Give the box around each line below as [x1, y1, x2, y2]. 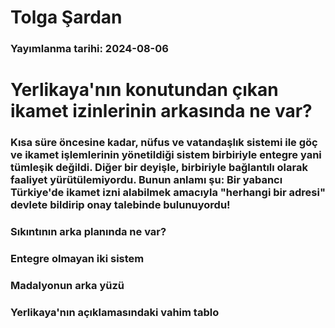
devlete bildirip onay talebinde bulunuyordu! [10, 198, 231, 212]
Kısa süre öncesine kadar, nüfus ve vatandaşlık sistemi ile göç [10, 136, 318, 150]
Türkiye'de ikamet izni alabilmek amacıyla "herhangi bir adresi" [10, 186, 326, 200]
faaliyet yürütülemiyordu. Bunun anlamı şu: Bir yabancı [10, 173, 283, 187]
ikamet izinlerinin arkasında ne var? [10, 100, 313, 123]
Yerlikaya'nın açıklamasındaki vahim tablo [10, 305, 220, 319]
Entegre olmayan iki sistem [10, 252, 145, 266]
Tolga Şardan [10, 6, 123, 29]
